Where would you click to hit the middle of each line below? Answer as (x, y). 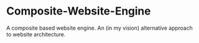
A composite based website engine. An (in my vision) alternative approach (100, 28)
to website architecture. (36, 34)
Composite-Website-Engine (79, 11)
